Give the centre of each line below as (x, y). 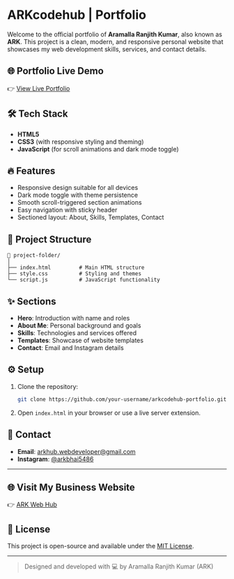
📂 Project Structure (49, 239)
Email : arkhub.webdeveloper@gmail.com (76, 451)
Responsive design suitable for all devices (78, 188)
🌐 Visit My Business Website (71, 487)
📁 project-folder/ (34, 256)
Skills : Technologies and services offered (77, 333)
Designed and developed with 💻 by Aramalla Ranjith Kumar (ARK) (119, 566)
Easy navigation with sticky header (67, 210)
